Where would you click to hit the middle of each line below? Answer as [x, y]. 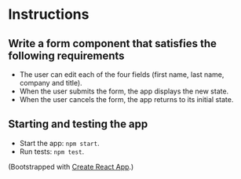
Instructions [49, 15]
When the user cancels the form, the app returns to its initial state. [126, 99]
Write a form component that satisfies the [113, 44]
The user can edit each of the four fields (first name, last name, [122, 75]
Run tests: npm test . [52, 152]
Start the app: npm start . [59, 143]
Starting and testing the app [78, 124]
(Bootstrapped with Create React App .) [71, 166]
